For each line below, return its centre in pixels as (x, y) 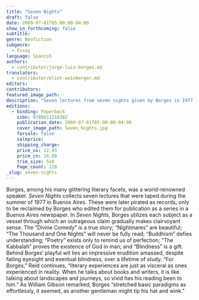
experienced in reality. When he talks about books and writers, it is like (93, 272)
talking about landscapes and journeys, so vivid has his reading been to (94, 278)
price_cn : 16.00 (37, 156)
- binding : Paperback (38, 112)
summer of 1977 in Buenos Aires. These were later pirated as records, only (98, 202)
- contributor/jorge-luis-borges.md (57, 67)
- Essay (21, 51)
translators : (22, 73)
